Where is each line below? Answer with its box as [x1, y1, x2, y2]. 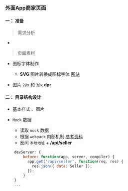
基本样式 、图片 [12, 106, 45, 112]
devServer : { [14, 150, 41, 155]
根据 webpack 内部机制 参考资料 [19, 134, 83, 140]
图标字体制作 [12, 61, 39, 67]
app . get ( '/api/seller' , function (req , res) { [27, 159, 124, 164]
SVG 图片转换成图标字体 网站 [19, 71, 80, 77]
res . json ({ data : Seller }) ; [31, 164, 93, 169]
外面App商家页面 [5, 4, 46, 11]
